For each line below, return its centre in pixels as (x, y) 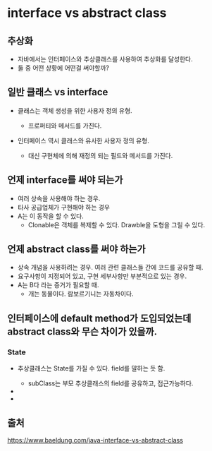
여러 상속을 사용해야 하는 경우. (59, 198)
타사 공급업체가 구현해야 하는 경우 (64, 207)
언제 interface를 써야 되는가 (65, 180)
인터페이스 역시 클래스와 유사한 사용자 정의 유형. (83, 140)
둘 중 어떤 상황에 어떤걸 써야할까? (63, 68)
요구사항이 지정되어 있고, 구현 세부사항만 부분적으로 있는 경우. (102, 276)
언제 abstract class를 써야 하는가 (76, 249)
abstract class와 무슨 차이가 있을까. (82, 331)
